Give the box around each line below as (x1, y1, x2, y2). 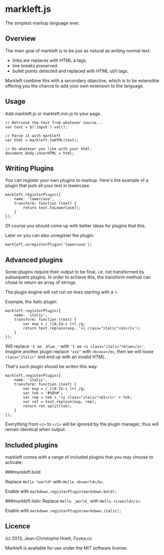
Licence (5, 522, 31, 531)
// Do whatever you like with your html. (5, 146, 92, 151)
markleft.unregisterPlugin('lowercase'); (5, 242, 92, 247)
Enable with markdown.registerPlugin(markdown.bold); (5, 488, 117, 494)
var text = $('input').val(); (5, 125, 68, 130)
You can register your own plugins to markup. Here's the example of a (5, 177, 149, 183)
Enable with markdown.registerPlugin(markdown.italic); (5, 508, 122, 514)
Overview (5, 34, 36, 43)
